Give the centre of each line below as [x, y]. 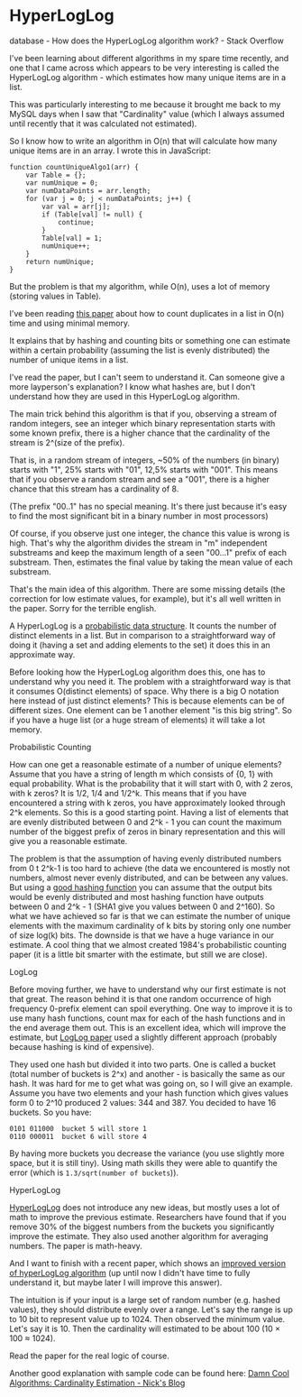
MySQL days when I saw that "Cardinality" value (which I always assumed [147, 114]
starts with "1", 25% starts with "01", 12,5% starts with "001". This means [144, 469]
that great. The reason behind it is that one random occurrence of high [141, 998]
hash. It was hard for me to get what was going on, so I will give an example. [151, 1083]
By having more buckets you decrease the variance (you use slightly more [147, 1153]
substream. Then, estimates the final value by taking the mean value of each [151, 562]
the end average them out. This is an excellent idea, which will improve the [148, 1027]
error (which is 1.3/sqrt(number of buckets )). [94, 1172]
